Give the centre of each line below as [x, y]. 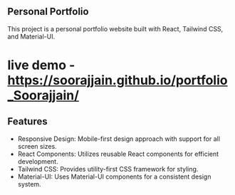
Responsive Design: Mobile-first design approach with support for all [119, 139]
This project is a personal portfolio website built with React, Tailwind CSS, [115, 28]
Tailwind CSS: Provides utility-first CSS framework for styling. [108, 169]
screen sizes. [37, 146]
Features [27, 121]
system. [29, 184]
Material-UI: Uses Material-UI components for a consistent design [114, 176]
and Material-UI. [31, 36]
